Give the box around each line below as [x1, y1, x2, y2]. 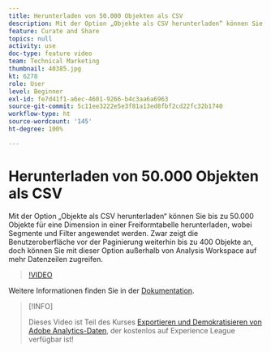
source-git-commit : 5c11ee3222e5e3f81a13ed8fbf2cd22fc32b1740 [8, 102, 223, 110]
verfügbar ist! [28, 334, 75, 344]
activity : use [8, 42, 57, 50]
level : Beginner [8, 87, 63, 96]
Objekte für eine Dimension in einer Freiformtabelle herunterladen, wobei [8, 220, 252, 230]
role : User [8, 79, 45, 88]
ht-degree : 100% [8, 125, 63, 133]
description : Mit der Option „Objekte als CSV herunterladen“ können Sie [8, 19, 264, 28]
